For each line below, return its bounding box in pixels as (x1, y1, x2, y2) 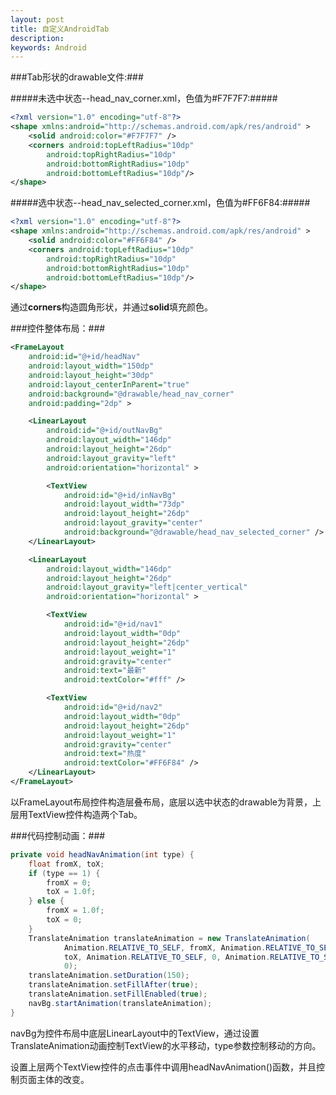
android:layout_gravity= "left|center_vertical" (46, 582, 248, 593)
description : (10, 33, 65, 43)
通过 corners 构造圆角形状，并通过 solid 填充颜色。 (10, 301, 214, 313)
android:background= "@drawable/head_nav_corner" (28, 389, 235, 399)
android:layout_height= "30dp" (28, 370, 155, 380)
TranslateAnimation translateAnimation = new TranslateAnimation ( (28, 933, 311, 943)
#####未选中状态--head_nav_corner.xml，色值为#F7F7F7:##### (10, 92, 278, 105)
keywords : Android (10, 42, 87, 53)
